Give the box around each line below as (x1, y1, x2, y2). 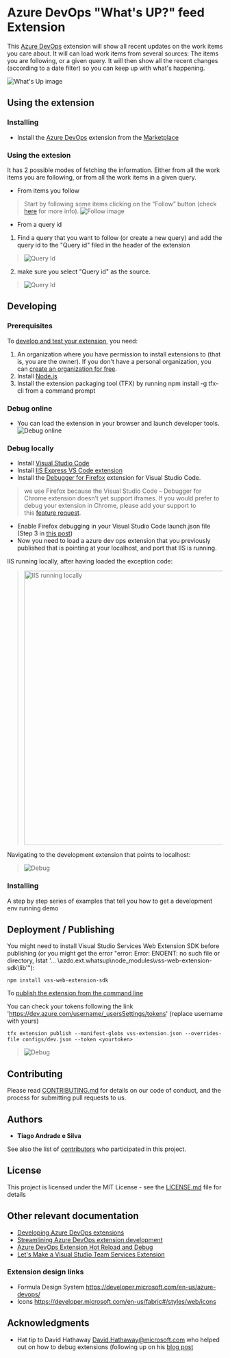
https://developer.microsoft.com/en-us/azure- (86, 1283, 216, 1291)
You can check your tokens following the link (7, 1002, 133, 1010)
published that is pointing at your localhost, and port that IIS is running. (16, 544, 217, 553)
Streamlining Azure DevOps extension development (16, 1235, 163, 1244)
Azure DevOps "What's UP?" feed (7, 5, 205, 21)
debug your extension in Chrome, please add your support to (23, 502, 196, 510)
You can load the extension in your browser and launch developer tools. (16, 419, 220, 427)
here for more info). (23, 207, 79, 215)
